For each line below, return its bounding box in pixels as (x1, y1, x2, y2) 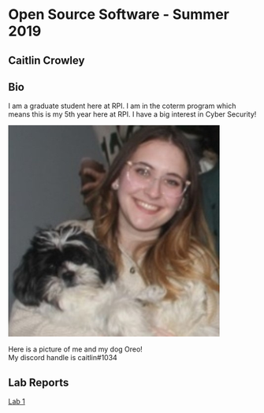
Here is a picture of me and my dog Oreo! (8, 344, 143, 354)
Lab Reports (8, 376, 69, 389)
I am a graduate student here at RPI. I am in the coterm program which (8, 101, 236, 111)
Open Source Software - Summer (8, 6, 230, 24)
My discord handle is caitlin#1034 (8, 353, 118, 363)
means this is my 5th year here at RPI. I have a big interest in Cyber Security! (8, 110, 257, 119)
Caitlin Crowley (8, 54, 85, 67)
